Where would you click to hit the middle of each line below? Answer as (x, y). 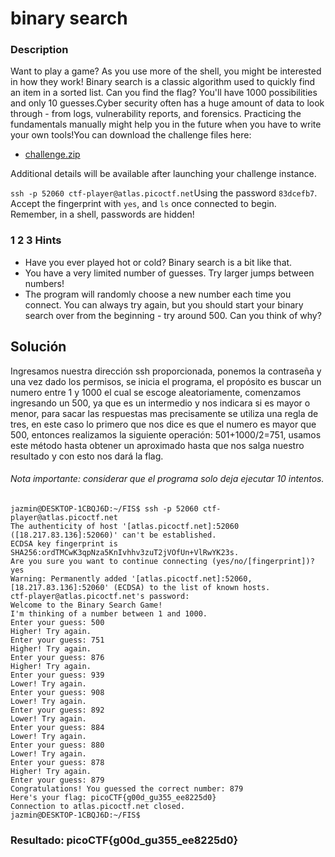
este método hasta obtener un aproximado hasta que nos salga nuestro (157, 445)
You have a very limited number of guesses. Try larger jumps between (169, 273)
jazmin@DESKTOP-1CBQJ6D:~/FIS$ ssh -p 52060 (104, 508)
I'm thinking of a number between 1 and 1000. (109, 613)
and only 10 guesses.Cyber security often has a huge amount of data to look (167, 103)
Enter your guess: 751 (57, 640)
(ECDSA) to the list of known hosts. (192, 587)
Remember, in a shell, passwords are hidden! (102, 214)
